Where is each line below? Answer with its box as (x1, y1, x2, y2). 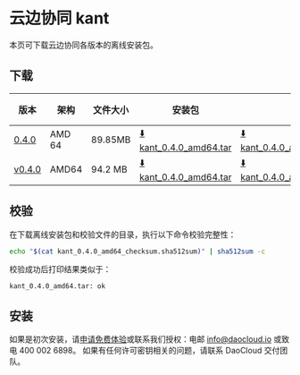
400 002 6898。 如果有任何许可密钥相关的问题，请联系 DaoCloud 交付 (19, 345, 280, 356)
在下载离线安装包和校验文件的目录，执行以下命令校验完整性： (9, 229, 237, 240)
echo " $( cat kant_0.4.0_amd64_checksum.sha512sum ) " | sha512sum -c (9, 247, 266, 256)
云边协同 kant (9, 8, 110, 29)
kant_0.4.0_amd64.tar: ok (9, 282, 105, 291)
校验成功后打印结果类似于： (9, 264, 112, 275)
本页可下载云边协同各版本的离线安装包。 (9, 39, 158, 50)
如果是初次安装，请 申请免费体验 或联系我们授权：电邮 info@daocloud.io (9, 334, 272, 345)
